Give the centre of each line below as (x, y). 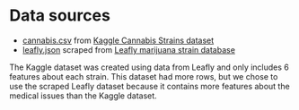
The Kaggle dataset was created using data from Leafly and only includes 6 (149, 67)
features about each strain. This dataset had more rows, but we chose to (144, 76)
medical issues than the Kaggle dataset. (83, 96)
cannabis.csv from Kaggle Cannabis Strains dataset (118, 40)
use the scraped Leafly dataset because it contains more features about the (149, 86)
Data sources (60, 16)
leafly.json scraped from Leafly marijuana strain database (129, 49)
